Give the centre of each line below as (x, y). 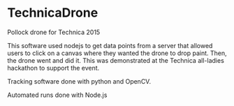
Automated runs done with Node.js (57, 95)
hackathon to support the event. (53, 68)
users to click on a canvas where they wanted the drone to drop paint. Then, (117, 53)
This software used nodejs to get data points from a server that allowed (110, 45)
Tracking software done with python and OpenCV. (79, 81)
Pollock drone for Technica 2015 (54, 32)
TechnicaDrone (53, 13)
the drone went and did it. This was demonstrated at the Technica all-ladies (116, 60)
